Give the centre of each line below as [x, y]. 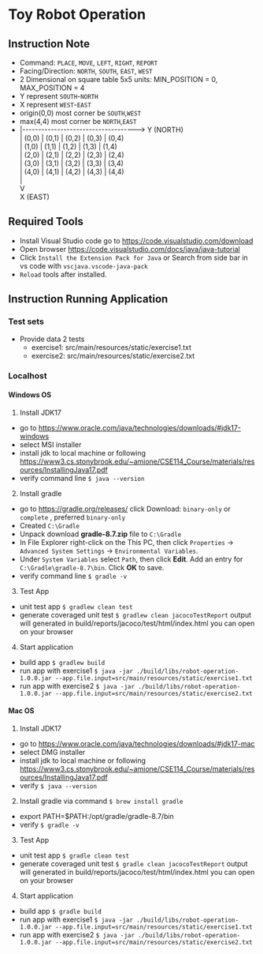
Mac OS [21, 711]
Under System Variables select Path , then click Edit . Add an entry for [131, 559]
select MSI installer [50, 445]
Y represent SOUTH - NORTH [59, 96]
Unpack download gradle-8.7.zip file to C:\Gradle [100, 534]
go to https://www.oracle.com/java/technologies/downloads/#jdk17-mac [137, 743]
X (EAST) [34, 197]
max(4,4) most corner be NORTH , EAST [78, 121]
